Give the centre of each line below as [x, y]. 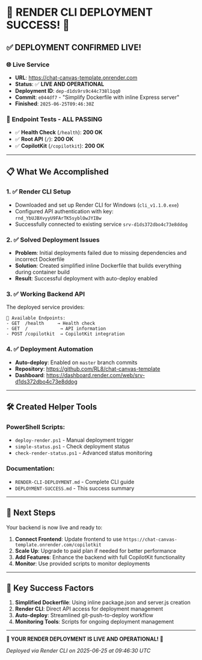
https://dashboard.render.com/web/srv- [96, 375]
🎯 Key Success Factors [50, 588]
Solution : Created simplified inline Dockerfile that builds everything [98, 266]
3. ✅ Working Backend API [46, 294]
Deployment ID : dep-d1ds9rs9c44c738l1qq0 [68, 90]
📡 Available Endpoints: [36, 318]
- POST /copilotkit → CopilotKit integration [66, 334]
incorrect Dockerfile [40, 259]
